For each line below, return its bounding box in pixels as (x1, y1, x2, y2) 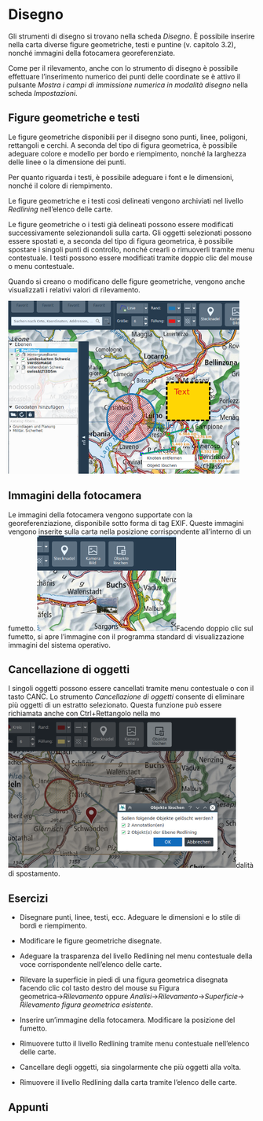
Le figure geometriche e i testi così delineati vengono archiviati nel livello (8, 196, 243, 205)
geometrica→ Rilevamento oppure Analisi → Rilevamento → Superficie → (19, 992, 245, 1002)
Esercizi (8, 891, 49, 905)
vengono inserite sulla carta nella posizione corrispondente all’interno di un (8, 527, 251, 536)
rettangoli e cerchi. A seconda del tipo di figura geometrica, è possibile (8, 140, 238, 150)
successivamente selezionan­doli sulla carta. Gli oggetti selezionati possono (8, 228, 253, 237)
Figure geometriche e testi (8, 112, 140, 125)
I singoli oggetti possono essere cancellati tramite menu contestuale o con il (8, 684, 254, 693)
